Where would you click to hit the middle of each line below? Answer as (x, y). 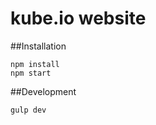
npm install (35, 64)
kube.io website (78, 18)
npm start (31, 73)
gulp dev (28, 110)
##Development (43, 91)
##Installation (38, 46)
